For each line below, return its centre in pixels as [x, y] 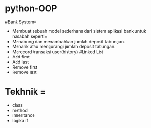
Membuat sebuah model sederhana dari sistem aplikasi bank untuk [79, 31]
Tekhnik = [25, 92]
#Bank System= [21, 22]
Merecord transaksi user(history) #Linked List [58, 52]
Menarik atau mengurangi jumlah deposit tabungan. [64, 46]
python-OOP [31, 8]
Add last [20, 62]
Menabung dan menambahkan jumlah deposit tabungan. [68, 41]
